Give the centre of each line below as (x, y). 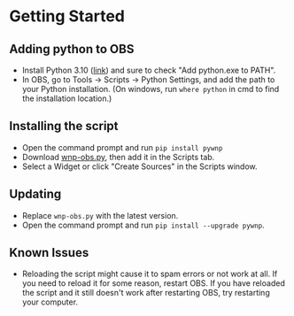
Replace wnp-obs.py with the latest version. (100, 215)
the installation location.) (67, 98)
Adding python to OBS (72, 49)
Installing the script (64, 126)
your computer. (50, 302)
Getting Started (67, 16)
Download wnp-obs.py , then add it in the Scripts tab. (118, 157)
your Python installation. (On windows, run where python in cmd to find (151, 89)
